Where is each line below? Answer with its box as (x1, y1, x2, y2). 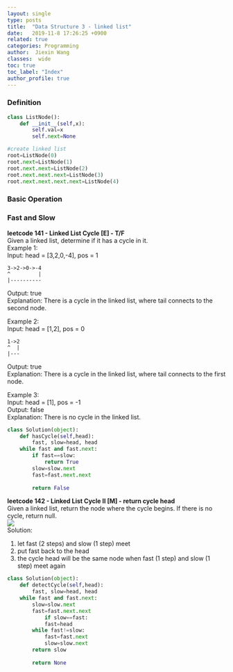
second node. (7, 303, 47, 312)
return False (32, 484, 70, 491)
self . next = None (32, 133, 76, 140)
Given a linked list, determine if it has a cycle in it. (7, 236, 148, 244)
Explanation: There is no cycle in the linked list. (7, 413, 141, 421)
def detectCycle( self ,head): (19, 582, 104, 589)
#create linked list (7, 145, 67, 153)
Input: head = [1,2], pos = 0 (7, 324, 85, 333)
